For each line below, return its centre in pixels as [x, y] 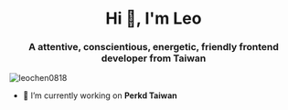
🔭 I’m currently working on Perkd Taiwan [100, 95]
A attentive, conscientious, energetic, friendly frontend [154, 47]
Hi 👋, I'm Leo [154, 19]
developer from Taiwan [154, 58]
